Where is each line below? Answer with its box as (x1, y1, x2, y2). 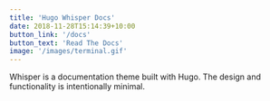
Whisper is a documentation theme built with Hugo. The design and (9, 71, 261, 82)
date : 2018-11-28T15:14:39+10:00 (9, 22, 136, 31)
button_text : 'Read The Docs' (9, 38, 124, 48)
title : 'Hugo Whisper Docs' (9, 13, 116, 23)
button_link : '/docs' (9, 30, 92, 39)
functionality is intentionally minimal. (9, 81, 145, 92)
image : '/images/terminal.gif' (9, 47, 128, 56)
